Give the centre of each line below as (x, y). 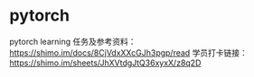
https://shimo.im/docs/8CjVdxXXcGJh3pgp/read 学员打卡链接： (129, 52)
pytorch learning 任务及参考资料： (73, 41)
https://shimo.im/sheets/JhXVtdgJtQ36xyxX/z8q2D (105, 63)
